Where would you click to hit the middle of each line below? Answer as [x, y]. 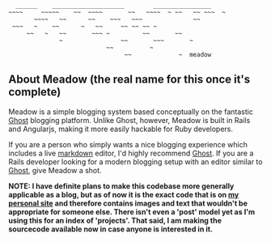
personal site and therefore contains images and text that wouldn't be [128, 203]
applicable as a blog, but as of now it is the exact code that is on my [124, 194]
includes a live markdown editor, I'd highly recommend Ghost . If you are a [131, 153]
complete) [35, 92]
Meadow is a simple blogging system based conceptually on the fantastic [131, 112]
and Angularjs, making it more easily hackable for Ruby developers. [121, 129]
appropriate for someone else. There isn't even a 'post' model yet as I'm [132, 211]
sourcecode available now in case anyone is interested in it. [110, 229]
